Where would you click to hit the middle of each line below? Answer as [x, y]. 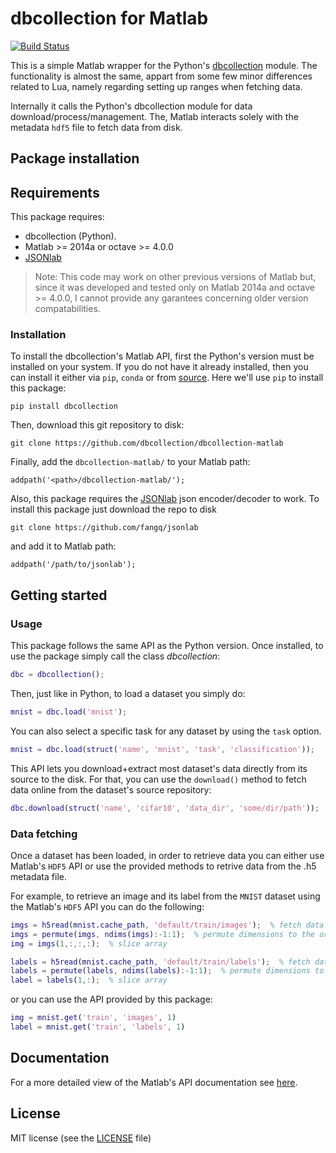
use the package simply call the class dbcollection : [115, 656]
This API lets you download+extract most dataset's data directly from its [159, 768]
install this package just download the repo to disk [113, 509]
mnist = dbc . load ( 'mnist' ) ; [69, 712]
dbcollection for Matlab [109, 18]
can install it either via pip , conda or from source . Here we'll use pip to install [167, 378]
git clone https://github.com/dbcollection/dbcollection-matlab [147, 443]
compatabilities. [67, 309]
